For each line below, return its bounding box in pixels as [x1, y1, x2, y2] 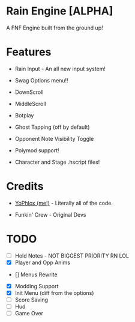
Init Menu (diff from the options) [14, 289, 94, 296]
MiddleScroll [14, 100, 46, 107]
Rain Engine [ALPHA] [6, 4, 113, 18]
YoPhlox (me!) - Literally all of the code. [14, 199, 113, 206]
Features [6, 45, 52, 59]
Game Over [14, 310, 44, 317]
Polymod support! [14, 146, 59, 154]
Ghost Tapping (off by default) [14, 123, 90, 131]
